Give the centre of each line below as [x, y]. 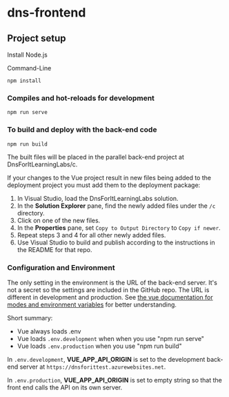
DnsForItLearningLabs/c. [42, 164]
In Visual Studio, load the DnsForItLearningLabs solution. [98, 198]
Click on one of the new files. [59, 220]
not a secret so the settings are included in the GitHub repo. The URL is [108, 290]
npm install [24, 81]
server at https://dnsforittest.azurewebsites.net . [93, 367]
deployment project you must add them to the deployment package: [104, 185]
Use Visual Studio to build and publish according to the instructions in [116, 242]
